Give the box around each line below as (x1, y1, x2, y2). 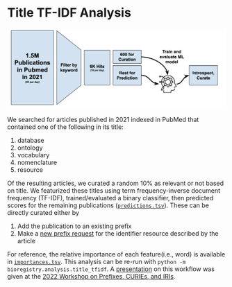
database (17, 136, 44, 144)
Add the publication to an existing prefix (17, 222, 132, 230)
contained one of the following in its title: (7, 123, 124, 131)
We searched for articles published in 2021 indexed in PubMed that (7, 115, 199, 123)
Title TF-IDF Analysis (7, 5, 132, 21)
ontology (17, 143, 43, 152)
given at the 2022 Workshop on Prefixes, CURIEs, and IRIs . (7, 272, 176, 280)
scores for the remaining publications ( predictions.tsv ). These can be (7, 201, 210, 209)
